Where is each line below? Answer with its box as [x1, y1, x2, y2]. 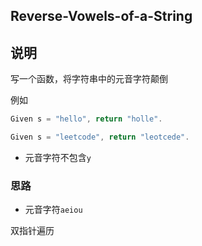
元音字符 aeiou [24, 204, 83, 216]
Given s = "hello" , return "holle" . [10, 114, 163, 124]
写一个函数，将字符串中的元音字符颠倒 [10, 73, 168, 85]
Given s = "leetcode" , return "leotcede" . [10, 132, 190, 143]
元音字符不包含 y [24, 151, 92, 163]
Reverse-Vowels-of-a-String [10, 8, 193, 25]
